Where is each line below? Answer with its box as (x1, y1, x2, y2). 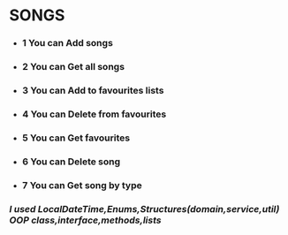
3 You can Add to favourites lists (21, 84, 164, 96)
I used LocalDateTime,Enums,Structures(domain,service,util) (9, 202, 280, 215)
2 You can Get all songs (21, 61, 125, 73)
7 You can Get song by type (21, 178, 143, 191)
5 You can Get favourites (21, 132, 131, 144)
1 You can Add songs (21, 37, 113, 49)
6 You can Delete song (21, 155, 121, 168)
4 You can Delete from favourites (21, 108, 167, 120)
